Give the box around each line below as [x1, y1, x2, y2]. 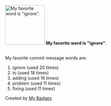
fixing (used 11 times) [12, 86, 55, 91]
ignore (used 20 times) [12, 64, 59, 70]
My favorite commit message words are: [5, 55, 87, 61]
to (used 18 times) [12, 70, 49, 76]
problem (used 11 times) [12, 80, 61, 86]
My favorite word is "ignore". [45, 40, 107, 46]
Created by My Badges [5, 95, 52, 101]
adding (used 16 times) [12, 75, 59, 81]
